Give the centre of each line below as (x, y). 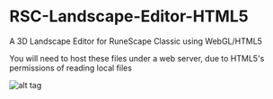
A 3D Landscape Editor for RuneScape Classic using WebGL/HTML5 (136, 41)
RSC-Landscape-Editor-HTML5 (129, 16)
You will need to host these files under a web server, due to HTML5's (137, 58)
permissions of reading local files (71, 68)
